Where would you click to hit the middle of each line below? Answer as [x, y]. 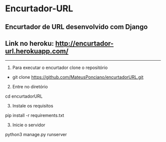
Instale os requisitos [33, 106]
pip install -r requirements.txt [35, 115]
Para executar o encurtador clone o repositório [60, 68]
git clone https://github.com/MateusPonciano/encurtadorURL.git [78, 77]
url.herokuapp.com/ [37, 51]
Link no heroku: [30, 43]
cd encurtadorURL [24, 96]
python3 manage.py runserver [36, 135]
